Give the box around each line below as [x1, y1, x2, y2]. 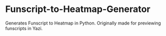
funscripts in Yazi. [5, 25, 43, 31]
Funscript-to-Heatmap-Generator [5, 3, 151, 15]
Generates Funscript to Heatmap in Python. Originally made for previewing [5, 20, 161, 26]
